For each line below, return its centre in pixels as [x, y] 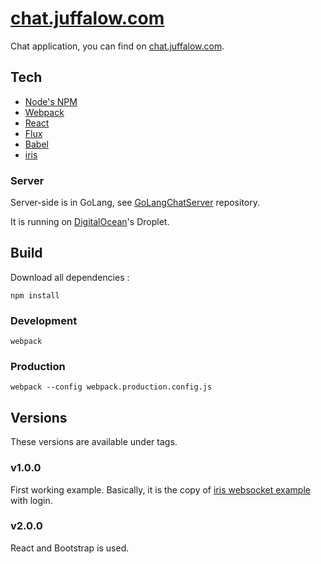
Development [44, 320]
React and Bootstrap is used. [70, 548]
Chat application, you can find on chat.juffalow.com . [117, 46]
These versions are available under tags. [94, 442]
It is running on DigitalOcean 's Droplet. [90, 222]
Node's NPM [51, 101]
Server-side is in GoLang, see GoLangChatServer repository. [135, 203]
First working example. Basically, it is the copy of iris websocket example [160, 489]
